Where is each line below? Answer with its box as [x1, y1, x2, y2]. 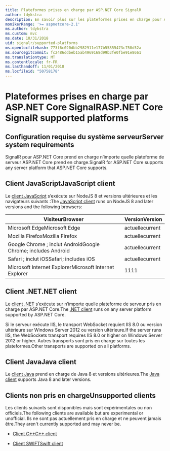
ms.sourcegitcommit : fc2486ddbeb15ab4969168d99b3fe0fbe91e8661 [5, 50, 142, 55]
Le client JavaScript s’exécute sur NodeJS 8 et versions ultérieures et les [5, 192, 158, 199]
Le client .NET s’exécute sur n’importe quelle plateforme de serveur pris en [5, 301, 161, 307]
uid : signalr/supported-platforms [5, 41, 78, 46]
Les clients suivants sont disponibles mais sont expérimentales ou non [5, 405, 152, 411]
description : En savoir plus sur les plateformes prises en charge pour [5, 17, 162, 22]
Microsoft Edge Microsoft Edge [8, 224, 80, 231]
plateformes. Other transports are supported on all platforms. [5, 343, 132, 349]
